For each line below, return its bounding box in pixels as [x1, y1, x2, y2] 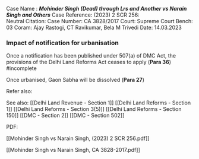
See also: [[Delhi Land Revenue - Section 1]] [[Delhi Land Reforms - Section [6, 99, 191, 106]
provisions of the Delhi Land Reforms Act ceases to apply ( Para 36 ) [6, 59, 171, 66]
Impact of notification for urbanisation [6, 39, 119, 47]
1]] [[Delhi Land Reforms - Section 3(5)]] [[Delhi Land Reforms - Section [6, 106, 182, 113]
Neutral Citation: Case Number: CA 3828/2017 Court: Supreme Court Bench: [6, 18, 193, 24]
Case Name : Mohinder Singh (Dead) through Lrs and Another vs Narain [6, 5, 187, 12]
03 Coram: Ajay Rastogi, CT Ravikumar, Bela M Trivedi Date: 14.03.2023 [6, 24, 182, 31]
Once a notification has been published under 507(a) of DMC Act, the [6, 52, 176, 59]
